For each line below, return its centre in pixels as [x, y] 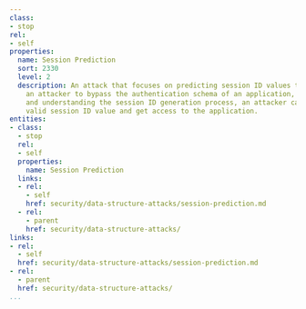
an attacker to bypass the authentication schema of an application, [161, 94]
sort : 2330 [38, 69]
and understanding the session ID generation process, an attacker [156, 102]
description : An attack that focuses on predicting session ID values [154, 85]
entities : [28, 119]
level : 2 [34, 77]
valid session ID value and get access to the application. [142, 111]
